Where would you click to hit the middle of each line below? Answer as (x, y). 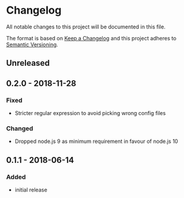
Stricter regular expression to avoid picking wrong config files (90, 113)
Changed (20, 128)
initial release (31, 190)
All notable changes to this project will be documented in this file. (86, 27)
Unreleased (28, 63)
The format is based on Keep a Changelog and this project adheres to (91, 38)
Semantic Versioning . (32, 44)
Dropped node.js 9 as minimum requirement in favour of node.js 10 (96, 141)
